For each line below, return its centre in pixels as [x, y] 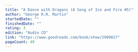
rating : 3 [16, 28]
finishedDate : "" [23, 24]
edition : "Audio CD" [27, 33]
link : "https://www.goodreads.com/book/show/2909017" [63, 38]
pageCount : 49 [20, 42]
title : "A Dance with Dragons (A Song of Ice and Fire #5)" [70, 10]
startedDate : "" [22, 19]
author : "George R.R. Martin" [37, 14]
